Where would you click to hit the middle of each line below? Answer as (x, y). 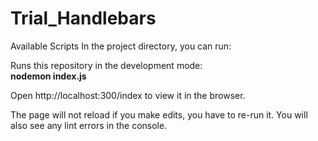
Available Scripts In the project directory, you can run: (121, 46)
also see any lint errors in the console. (89, 125)
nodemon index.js (48, 76)
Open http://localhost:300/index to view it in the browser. (128, 95)
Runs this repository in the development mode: (106, 65)
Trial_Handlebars (83, 18)
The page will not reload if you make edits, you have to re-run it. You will (159, 114)
